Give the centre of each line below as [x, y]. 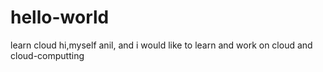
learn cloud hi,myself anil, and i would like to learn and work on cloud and [161, 45]
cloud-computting [47, 55]
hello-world [60, 17]
